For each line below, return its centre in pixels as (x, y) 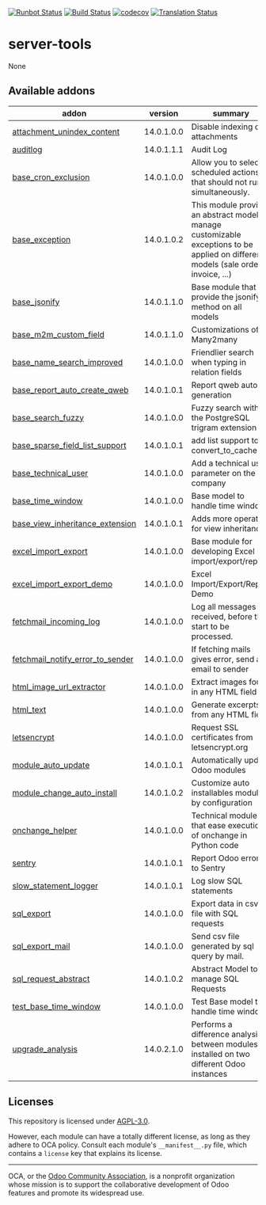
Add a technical (220, 463)
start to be (210, 626)
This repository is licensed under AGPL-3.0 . (79, 1121)
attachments (215, 136)
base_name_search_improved (68, 362)
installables (212, 793)
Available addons (52, 91)
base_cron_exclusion (51, 177)
